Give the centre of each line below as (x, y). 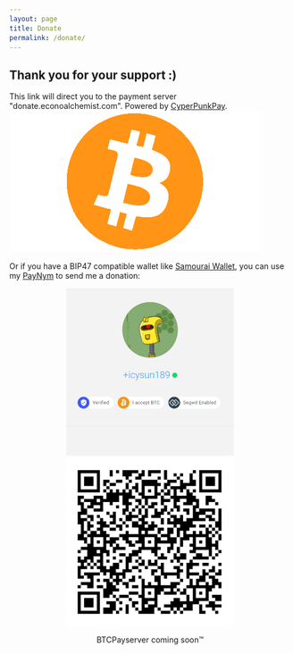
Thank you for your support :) (93, 75)
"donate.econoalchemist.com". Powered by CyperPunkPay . (118, 106)
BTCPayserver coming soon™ (150, 640)
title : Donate (36, 28)
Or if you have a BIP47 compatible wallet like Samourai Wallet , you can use (147, 266)
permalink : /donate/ (48, 38)
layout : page (33, 19)
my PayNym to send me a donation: (75, 276)
